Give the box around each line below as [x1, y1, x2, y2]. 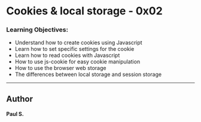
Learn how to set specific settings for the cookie [14, 45, 135, 53]
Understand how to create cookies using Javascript [14, 39, 142, 46]
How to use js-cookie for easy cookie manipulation [14, 58, 141, 65]
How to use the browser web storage [14, 65, 106, 72]
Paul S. [6, 111, 24, 118]
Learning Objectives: [6, 26, 69, 34]
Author [6, 94, 33, 104]
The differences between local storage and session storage [14, 71, 162, 78]
